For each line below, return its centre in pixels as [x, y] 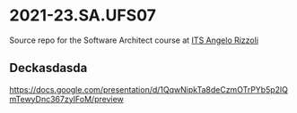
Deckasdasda [48, 68]
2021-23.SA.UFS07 [83, 16]
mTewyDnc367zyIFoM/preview [66, 99]
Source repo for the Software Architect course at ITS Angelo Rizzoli [134, 40]
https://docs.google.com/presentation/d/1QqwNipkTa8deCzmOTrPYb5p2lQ [149, 89]
